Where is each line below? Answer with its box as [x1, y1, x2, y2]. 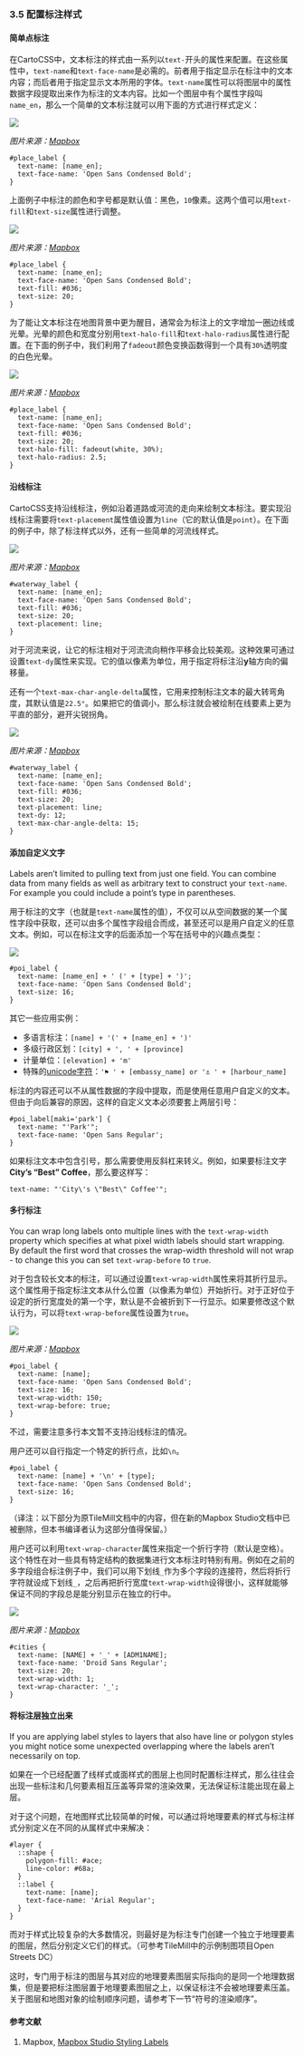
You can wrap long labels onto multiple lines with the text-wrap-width [9, 1226, 269, 1237]
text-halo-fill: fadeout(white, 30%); [17, 445, 165, 454]
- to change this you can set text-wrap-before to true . [9, 1254, 212, 1266]
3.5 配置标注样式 [9, 7, 82, 20]
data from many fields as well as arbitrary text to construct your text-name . [9, 878, 288, 888]
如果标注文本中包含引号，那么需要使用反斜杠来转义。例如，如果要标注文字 [9, 1155, 287, 1166]
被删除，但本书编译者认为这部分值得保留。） [9, 1523, 172, 1534]
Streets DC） [9, 1951, 59, 1962]
